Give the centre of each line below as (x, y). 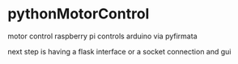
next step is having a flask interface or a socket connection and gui (119, 51)
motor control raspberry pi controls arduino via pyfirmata (102, 36)
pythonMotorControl (79, 14)
